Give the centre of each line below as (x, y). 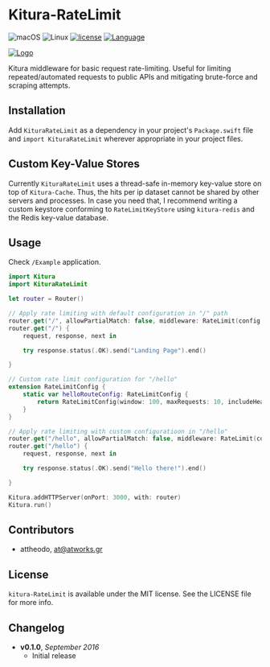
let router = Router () (46, 299)
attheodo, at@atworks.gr (61, 550)
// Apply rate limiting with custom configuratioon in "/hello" (118, 431)
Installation (37, 111)
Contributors (41, 530)
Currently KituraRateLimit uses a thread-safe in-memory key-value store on (135, 183)
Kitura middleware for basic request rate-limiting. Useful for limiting (120, 68)
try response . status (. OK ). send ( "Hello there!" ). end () (115, 468)
